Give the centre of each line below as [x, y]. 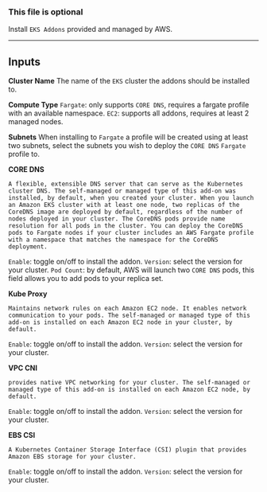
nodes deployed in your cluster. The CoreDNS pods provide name [117, 219]
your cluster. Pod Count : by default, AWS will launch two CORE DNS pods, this [132, 270]
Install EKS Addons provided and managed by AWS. [91, 29]
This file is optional [46, 12]
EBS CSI [22, 435]
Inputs [25, 62]
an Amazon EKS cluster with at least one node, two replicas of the [124, 205]
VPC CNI [23, 368]
